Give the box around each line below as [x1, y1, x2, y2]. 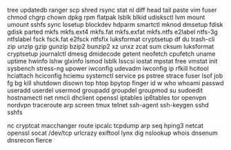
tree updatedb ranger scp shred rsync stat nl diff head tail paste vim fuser [7, 6, 217, 14]
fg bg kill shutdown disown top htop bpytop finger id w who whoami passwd [7, 79, 224, 87]
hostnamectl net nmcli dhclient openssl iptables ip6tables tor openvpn [7, 94, 207, 102]
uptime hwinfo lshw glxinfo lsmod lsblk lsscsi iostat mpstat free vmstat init [7, 57, 218, 65]
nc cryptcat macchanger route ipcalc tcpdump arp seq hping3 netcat [7, 122, 203, 129]
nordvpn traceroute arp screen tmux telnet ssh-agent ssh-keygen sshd [7, 101, 209, 109]
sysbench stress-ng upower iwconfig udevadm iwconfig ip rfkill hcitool [7, 65, 209, 72]
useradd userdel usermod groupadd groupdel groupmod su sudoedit [7, 86, 203, 94]
